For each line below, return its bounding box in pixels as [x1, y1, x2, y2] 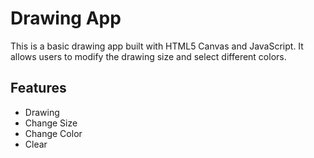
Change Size [24, 117, 78, 129]
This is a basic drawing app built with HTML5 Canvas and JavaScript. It [10, 40, 304, 52]
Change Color [24, 127, 83, 139]
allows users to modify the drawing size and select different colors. [10, 50, 287, 62]
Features [10, 80, 67, 97]
